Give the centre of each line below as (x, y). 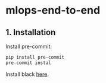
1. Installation (31, 32)
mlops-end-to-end (53, 10)
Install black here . (27, 74)
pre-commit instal (28, 63)
